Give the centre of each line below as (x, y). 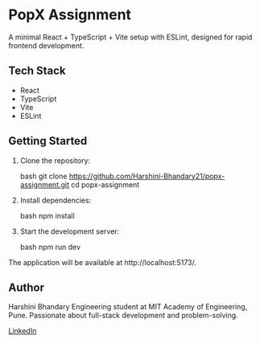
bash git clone (43, 176)
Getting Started (48, 141)
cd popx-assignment (105, 184)
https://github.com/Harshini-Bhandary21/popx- (147, 176)
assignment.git (45, 184)
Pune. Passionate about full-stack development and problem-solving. (124, 316)
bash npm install (47, 215)
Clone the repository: (55, 160)
